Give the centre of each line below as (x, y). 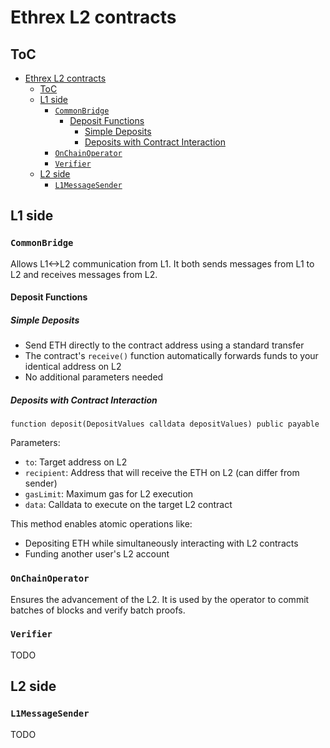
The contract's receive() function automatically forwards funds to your (171, 356)
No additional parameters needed (94, 377)
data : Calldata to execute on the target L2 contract (128, 505)
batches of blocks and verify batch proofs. (98, 610)
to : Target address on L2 (76, 462)
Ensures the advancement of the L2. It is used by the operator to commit (160, 599)
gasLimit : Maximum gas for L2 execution (109, 494)
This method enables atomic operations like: (101, 524)
